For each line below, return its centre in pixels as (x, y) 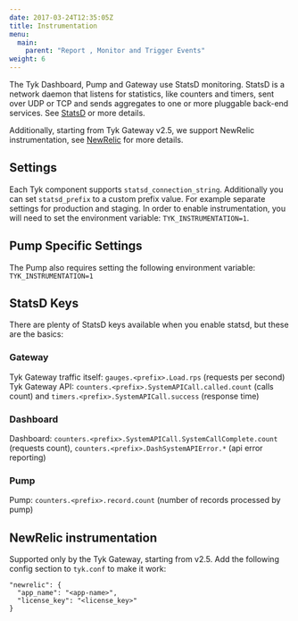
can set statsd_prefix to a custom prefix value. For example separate (137, 198)
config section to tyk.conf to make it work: (88, 569)
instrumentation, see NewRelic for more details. (96, 140)
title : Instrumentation (54, 26)
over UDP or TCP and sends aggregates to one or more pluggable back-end (149, 103)
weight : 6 (28, 59)
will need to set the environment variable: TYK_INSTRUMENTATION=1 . (129, 218)
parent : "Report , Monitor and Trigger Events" (115, 51)
